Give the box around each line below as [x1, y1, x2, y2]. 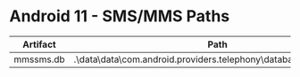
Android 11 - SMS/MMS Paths [9, 6, 230, 27]
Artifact [21, 38, 56, 50]
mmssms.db [13, 53, 65, 65]
